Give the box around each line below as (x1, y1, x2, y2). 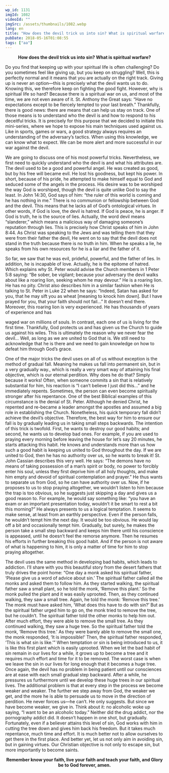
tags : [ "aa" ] (5, 40, 33, 46)
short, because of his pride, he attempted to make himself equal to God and (5, 175, 162, 182)
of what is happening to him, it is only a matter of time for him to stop (5, 543, 148, 550)
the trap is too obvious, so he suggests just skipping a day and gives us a (5, 490, 157, 496)
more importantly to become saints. (5, 747, 79, 753)
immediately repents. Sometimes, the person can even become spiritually (5, 388, 157, 394)
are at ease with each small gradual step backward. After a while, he (5, 671, 147, 677)
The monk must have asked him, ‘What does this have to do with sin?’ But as (5, 602, 164, 608)
